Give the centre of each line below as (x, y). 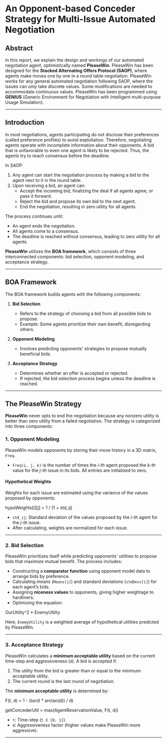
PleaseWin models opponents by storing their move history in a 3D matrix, (81, 450)
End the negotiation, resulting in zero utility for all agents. (78, 206)
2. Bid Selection (24, 545)
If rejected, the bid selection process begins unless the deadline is (87, 378)
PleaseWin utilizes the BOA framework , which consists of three (71, 251)
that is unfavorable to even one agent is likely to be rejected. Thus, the (77, 150)
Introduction (25, 123)
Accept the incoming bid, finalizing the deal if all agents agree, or (86, 191)
